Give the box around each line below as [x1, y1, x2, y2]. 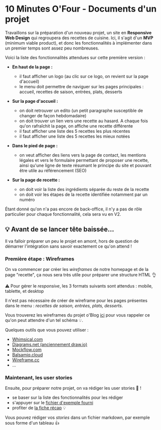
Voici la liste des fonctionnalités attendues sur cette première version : [5, 54, 145, 60]
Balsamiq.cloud [12, 352, 43, 358]
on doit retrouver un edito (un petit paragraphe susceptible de [19, 108, 143, 113]
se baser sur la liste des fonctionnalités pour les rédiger [12, 395, 123, 400]
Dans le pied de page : [12, 143, 58, 148]
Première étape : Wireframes [5, 255, 74, 262]
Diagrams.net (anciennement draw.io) [12, 342, 88, 348]
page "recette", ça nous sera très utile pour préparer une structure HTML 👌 [5, 272, 157, 278]
